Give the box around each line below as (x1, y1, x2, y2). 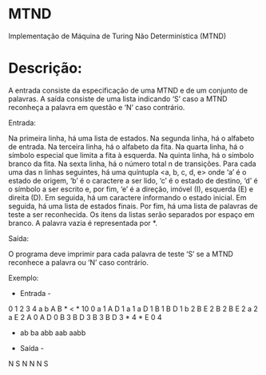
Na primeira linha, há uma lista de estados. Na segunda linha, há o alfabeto (8, 133, 255, 143)
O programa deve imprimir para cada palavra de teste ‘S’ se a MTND (8, 249, 234, 259)
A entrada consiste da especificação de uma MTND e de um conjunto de (8, 85, 248, 95)
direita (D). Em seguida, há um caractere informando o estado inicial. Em (8, 192, 247, 202)
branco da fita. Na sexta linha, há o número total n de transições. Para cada (8, 159, 257, 168)
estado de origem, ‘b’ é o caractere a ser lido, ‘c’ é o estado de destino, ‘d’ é (8, 176, 258, 185)
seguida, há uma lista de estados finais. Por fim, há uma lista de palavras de (8, 201, 258, 211)
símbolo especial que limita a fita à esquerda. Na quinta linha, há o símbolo (8, 150, 254, 160)
